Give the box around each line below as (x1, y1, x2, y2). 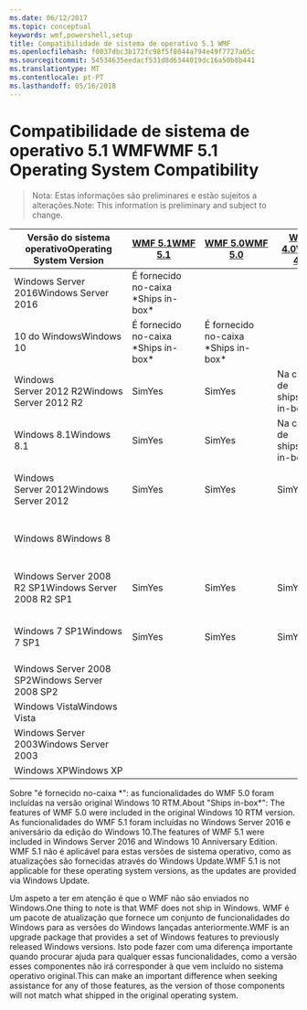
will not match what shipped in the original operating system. (9, 989, 239, 1001)
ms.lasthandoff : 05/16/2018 (9, 81, 117, 90)
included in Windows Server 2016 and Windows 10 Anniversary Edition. (9, 835, 278, 846)
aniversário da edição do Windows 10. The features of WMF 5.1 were (9, 826, 265, 837)
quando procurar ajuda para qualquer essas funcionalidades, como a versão (9, 951, 297, 962)
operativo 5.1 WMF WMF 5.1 (9, 140, 218, 161)
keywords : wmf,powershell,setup (9, 30, 132, 39)
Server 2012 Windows (14, 483, 110, 495)
